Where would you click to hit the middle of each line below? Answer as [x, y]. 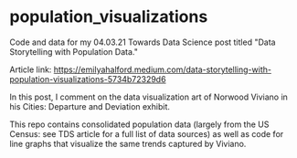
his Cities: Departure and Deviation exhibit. [90, 106]
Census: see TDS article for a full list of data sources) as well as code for [147, 133]
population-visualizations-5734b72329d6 [88, 79]
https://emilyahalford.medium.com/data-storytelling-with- [163, 69]
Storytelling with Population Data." [74, 51]
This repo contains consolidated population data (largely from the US [139, 124]
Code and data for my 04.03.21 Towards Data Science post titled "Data [143, 42]
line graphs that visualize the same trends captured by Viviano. [128, 143]
